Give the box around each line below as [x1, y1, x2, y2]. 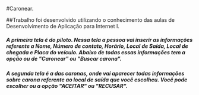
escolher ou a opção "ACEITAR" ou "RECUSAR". [6, 82, 128, 89]
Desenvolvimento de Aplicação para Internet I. [6, 23, 120, 30]
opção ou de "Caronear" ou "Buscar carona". [6, 55, 122, 62]
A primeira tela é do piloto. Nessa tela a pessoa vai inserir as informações [6, 36, 193, 43]
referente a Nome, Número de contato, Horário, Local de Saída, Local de [6, 42, 188, 50]
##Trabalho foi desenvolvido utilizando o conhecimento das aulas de [6, 17, 175, 23]
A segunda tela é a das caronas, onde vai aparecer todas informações [6, 70, 185, 77]
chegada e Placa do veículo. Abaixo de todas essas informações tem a [6, 48, 186, 55]
